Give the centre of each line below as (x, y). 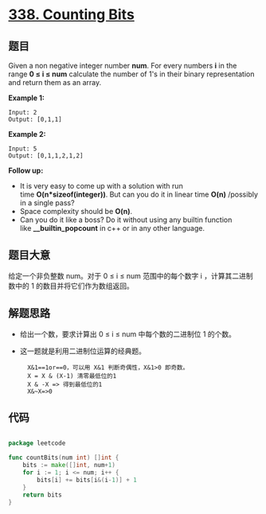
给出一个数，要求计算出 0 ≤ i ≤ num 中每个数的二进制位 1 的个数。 (128, 334)
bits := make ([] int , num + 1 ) (69, 465)
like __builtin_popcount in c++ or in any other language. (112, 228)
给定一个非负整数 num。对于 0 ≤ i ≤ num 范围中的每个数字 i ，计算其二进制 (131, 275)
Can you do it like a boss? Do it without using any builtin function (126, 220)
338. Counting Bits (72, 15)
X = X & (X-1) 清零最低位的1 (72, 376)
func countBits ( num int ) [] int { (64, 458)
